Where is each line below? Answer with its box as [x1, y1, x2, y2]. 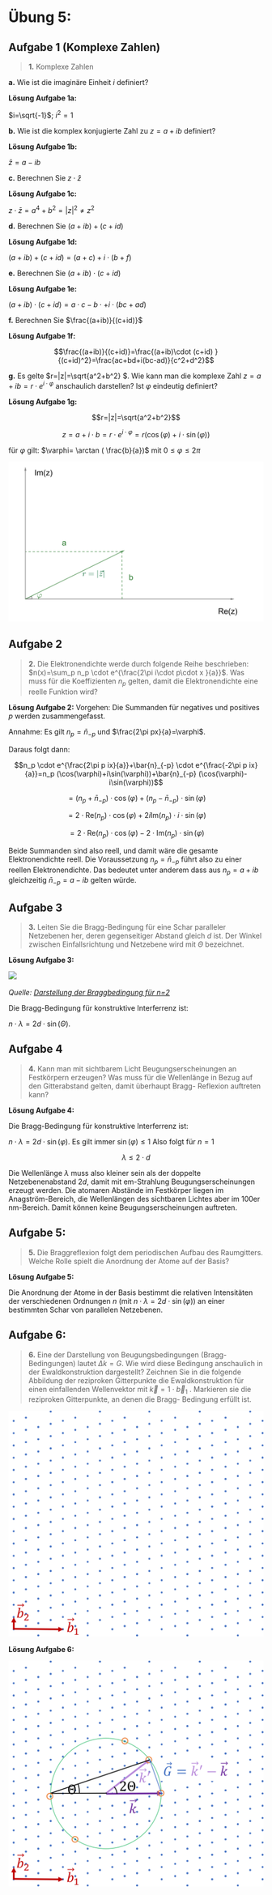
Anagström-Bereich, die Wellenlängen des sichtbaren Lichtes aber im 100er [8, 1194, 261, 1203]
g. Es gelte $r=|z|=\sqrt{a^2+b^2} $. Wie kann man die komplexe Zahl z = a [8, 371, 261, 381]
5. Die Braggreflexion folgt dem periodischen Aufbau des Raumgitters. [28, 1247, 263, 1257]
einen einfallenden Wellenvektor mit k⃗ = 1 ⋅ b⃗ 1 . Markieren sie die [28, 1384, 252, 1396]
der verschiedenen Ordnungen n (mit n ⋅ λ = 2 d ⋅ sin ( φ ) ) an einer [8, 1296, 225, 1305]
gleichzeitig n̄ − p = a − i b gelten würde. [8, 875, 137, 887]
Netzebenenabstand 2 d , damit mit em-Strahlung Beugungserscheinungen [8, 1177, 255, 1186]
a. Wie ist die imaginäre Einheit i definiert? [8, 78, 149, 87]
